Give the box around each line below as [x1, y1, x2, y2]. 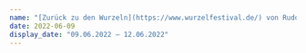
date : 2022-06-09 [9, 22, 76, 31]
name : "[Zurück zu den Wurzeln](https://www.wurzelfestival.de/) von [9, 13, 280, 22]
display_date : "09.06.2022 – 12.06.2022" [9, 30, 169, 39]
